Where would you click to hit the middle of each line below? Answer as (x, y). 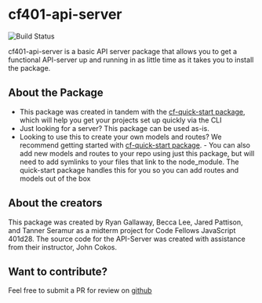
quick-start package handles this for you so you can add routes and (129, 170)
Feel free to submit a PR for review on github (80, 290)
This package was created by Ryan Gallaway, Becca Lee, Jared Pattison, (126, 222)
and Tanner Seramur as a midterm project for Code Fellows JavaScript (122, 230)
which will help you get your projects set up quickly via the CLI (120, 120)
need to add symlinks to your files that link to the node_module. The (129, 162)
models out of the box (55, 178)
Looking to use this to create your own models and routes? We (120, 137)
